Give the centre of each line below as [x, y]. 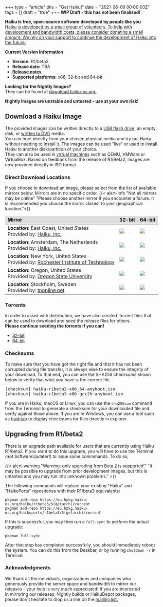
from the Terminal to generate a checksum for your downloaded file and [77, 408]
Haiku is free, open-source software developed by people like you [73, 22]
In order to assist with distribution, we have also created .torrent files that [78, 316]
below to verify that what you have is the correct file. [58, 379]
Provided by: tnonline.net [36, 290]
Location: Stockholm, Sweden [42, 284]
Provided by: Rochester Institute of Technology [61, 262]
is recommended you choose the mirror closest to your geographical [74, 204]
